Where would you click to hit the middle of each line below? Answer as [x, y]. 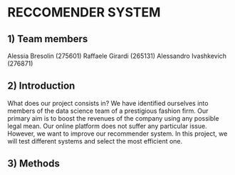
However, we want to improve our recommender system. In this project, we [117, 134]
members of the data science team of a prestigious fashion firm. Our [108, 111]
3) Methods [34, 164]
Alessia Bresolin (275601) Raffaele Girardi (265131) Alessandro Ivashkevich [117, 56]
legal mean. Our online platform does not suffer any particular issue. [108, 126]
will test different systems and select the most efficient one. [95, 141]
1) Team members [48, 39]
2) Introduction [41, 86]
